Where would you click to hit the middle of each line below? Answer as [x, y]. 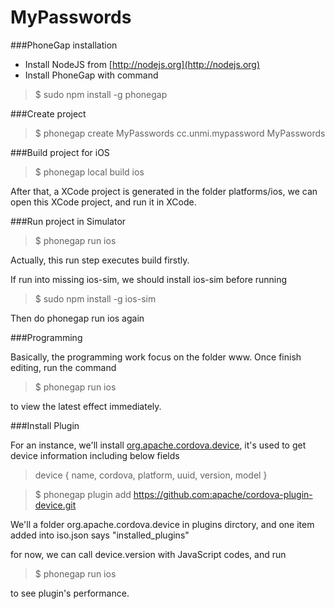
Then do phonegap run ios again [77, 318]
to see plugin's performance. [70, 593]
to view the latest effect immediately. [86, 406]
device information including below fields [95, 455]
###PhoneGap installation [64, 45]
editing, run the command [63, 367]
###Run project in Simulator [68, 221]
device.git [55, 505]
